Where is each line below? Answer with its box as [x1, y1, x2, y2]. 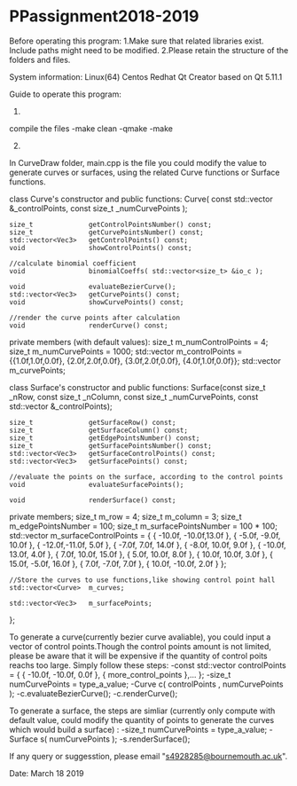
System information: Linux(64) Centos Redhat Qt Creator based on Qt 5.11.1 [9, 71, 283, 82]
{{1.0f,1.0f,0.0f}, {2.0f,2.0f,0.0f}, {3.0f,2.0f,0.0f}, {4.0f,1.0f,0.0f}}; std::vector [9, 355, 281, 365]
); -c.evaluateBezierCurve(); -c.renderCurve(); [9, 688, 178, 698]
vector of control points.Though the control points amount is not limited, [9, 641, 272, 651]
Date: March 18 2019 [9, 767, 84, 778]
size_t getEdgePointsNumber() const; [9, 433, 200, 443]
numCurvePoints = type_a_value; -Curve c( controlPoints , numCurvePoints [9, 679, 284, 689]
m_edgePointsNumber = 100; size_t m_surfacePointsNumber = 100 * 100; [9, 521, 277, 531]
